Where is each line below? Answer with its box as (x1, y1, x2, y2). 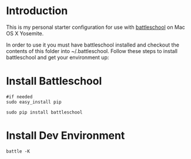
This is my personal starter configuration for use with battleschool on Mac (6, 24, 185, 31)
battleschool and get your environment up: (6, 54, 109, 61)
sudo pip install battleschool (6, 109, 83, 115)
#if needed (6, 94, 33, 100)
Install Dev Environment (6, 129, 125, 143)
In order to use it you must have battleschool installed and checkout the (6, 41, 179, 48)
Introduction (6, 4, 68, 18)
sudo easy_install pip (6, 99, 62, 105)
